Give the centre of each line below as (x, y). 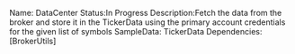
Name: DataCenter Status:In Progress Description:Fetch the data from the (146, 13)
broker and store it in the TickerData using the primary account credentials (147, 22)
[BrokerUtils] (33, 41)
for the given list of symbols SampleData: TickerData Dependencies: (136, 31)
